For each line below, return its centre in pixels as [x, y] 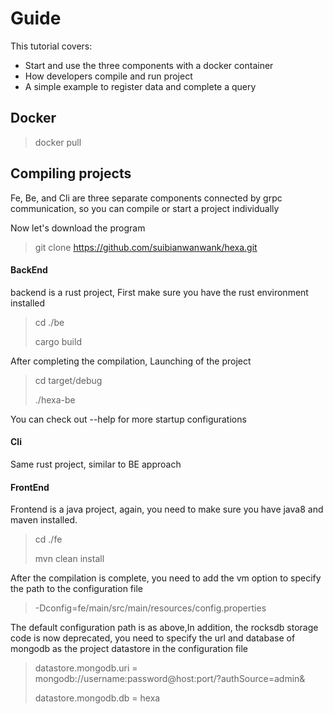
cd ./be [49, 322]
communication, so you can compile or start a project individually [145, 208]
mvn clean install [69, 559]
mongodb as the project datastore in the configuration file [129, 649]
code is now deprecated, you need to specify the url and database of [153, 638]
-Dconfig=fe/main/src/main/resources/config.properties [150, 608]
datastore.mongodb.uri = [86, 668]
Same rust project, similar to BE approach [96, 464]
